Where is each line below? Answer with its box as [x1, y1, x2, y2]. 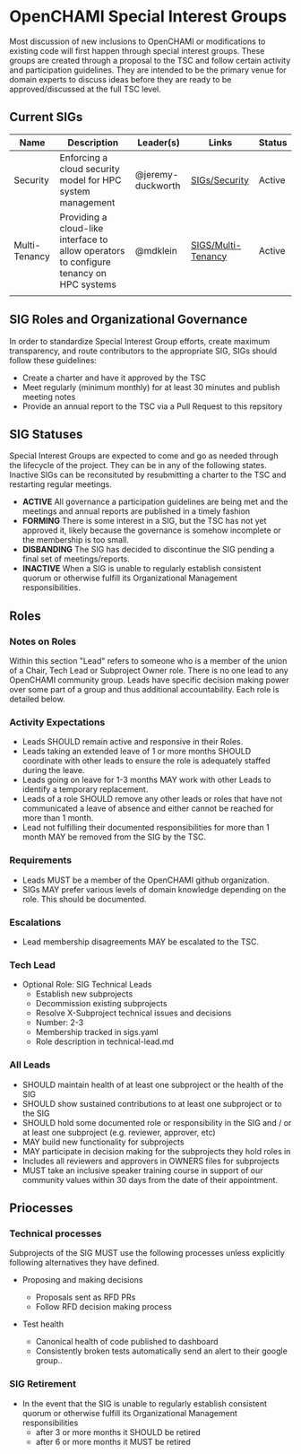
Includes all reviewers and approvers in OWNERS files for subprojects [21, 1155, 279, 1166]
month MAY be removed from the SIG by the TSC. [21, 831, 206, 842]
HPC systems [59, 278, 116, 291]
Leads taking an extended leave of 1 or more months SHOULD [21, 746, 252, 757]
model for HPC [59, 173, 122, 186]
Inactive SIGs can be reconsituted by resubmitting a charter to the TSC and [9, 469, 287, 481]
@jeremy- [134, 168, 179, 180]
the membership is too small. [21, 535, 130, 545]
